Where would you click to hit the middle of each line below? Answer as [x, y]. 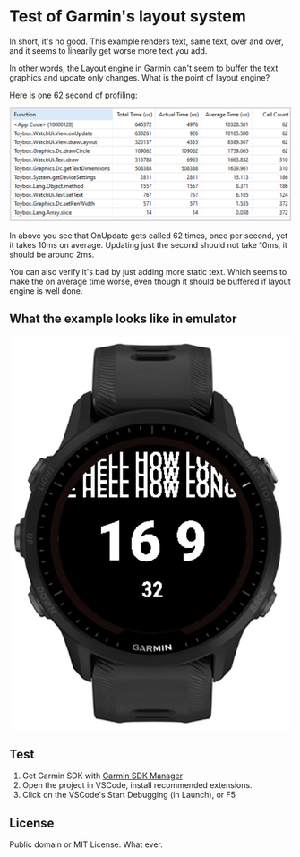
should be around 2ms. [52, 254]
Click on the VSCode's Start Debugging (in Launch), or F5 [129, 795]
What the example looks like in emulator [123, 319]
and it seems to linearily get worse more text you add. [108, 50]
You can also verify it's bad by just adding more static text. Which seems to [148, 271]
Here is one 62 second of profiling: [73, 95]
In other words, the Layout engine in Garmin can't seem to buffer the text [144, 68]
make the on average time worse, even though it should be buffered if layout [150, 281]
